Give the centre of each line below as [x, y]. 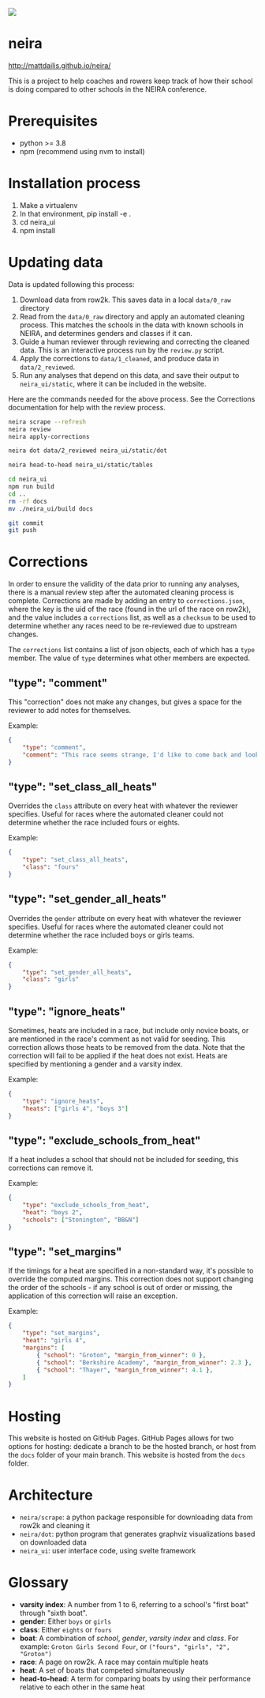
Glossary [39, 1583]
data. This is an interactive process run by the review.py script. [122, 350]
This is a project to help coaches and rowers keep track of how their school [131, 81]
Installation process [75, 184]
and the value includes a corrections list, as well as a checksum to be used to [132, 617]
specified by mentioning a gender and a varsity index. [95, 1064]
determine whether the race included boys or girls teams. [101, 935]
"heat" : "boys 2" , [52, 1213]
